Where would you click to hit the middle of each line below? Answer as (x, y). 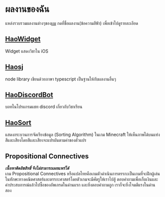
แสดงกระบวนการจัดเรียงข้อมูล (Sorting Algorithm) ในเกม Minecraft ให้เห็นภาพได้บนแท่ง (82, 134)
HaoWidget (23, 39)
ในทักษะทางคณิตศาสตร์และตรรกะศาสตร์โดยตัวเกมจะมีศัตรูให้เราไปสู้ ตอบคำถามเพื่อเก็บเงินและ (82, 179)
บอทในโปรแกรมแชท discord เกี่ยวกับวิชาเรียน (44, 107)
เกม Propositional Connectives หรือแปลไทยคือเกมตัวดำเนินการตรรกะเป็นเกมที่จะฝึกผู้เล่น (82, 174)
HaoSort (18, 123)
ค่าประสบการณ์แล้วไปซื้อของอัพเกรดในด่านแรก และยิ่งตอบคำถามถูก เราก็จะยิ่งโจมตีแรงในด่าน (80, 185)
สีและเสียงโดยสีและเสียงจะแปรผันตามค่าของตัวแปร (46, 140)
